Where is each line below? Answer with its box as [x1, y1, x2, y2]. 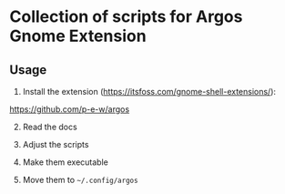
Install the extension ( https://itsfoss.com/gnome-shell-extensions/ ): [22, 87, 276, 97]
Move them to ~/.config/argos [22, 175, 138, 185]
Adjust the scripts [22, 139, 89, 149]
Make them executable [22, 157, 109, 168]
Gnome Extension [9, 26, 148, 46]
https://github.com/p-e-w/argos [9, 104, 130, 115]
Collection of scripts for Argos [9, 6, 243, 27]
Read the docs [22, 121, 77, 132]
